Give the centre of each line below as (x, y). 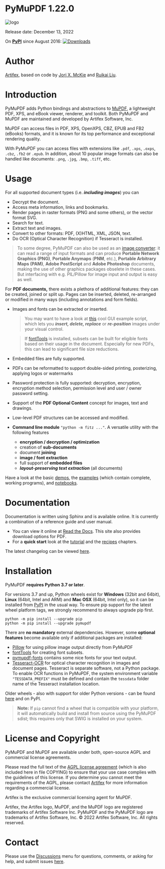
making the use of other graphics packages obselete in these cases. (86, 269)
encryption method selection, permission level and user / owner (77, 388)
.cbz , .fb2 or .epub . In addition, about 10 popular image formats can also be (82, 154)
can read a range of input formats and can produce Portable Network (88, 253)
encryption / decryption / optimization (60, 442)
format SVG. (25, 218)
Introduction (31, 95)
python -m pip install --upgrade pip (44, 619)
